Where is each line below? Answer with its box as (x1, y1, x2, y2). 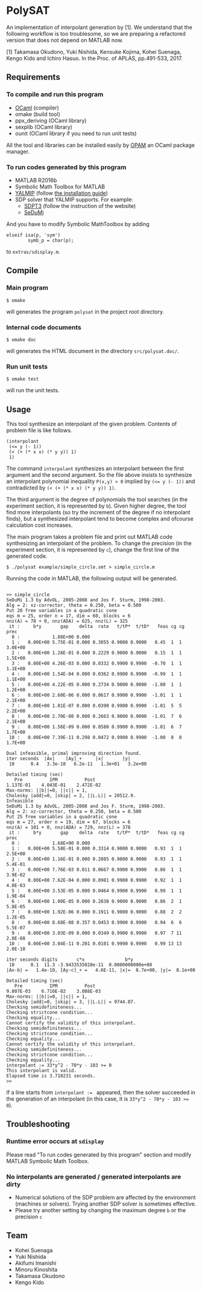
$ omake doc (6, 337, 36, 343)
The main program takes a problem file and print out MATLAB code (6, 533, 173, 541)
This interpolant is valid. (6, 1068, 77, 1074)
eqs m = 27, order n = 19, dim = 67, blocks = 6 (6, 819, 131, 825)
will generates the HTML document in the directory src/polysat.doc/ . (6, 347, 179, 354)
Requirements (6, 72, 60, 82)
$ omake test (6, 376, 39, 383)
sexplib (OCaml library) (14, 123, 72, 131)
